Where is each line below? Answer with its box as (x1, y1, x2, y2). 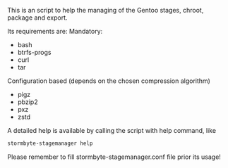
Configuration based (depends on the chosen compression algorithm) (7, 77, 210, 85)
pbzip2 (17, 98, 38, 106)
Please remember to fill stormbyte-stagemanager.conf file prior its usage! (7, 153, 221, 161)
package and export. (7, 13, 68, 22)
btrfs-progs (17, 49, 52, 56)
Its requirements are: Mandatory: (7, 27, 103, 35)
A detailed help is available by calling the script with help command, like (7, 127, 217, 134)
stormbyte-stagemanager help (7, 140, 93, 147)
